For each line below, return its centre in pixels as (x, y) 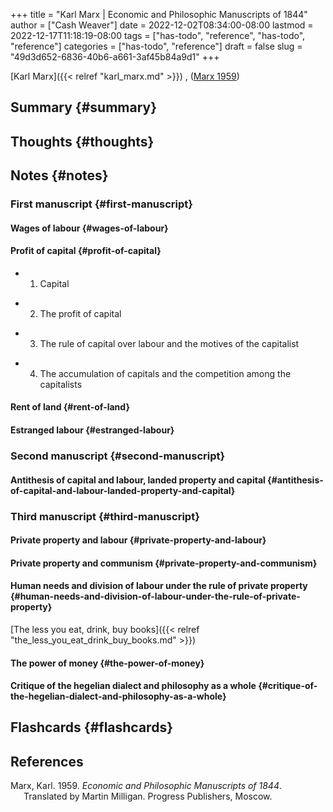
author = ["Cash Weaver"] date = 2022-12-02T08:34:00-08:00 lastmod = (162, 25)
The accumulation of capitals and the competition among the (165, 373)
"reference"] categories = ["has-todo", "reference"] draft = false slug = (156, 46)
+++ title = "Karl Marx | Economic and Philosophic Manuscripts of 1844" (159, 14)
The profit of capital (80, 313)
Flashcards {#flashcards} (91, 727)
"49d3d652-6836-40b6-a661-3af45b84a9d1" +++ (115, 57)
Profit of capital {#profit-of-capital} (86, 251)
